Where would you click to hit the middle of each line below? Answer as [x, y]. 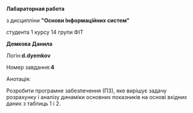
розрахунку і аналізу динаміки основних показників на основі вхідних [97, 97]
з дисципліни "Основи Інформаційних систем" [68, 20]
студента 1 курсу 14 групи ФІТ [45, 32]
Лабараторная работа [36, 9]
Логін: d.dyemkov [29, 56]
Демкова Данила [30, 44]
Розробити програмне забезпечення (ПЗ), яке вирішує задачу [87, 91]
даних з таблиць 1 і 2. [34, 103]
